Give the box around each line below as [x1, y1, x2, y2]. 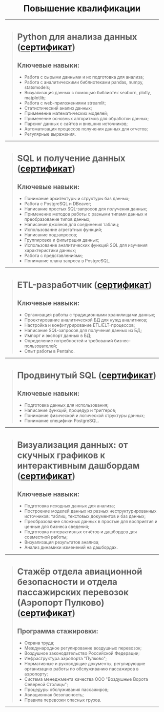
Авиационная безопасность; [24, 691, 84, 697]
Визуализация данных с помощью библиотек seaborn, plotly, [24, 89, 151, 95]
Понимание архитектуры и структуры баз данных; [24, 195, 130, 201]
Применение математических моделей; [24, 110, 108, 116]
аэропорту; [24, 671, 48, 677]
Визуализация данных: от [17, 440, 128, 451]
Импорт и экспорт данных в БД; [24, 333, 92, 338]
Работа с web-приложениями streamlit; [24, 100, 106, 105]
